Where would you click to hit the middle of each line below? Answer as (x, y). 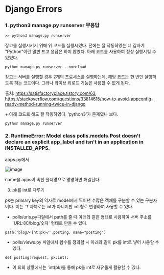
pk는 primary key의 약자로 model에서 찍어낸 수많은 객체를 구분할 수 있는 (75, 200)
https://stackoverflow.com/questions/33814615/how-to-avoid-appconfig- (79, 99)
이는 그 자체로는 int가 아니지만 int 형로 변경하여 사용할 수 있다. (74, 206)
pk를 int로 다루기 (28, 190)
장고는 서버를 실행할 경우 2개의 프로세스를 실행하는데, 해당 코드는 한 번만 (74, 77)
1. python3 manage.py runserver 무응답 (52, 26)
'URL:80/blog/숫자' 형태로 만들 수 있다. (50, 223)
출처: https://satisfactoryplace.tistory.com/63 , (51, 93)
